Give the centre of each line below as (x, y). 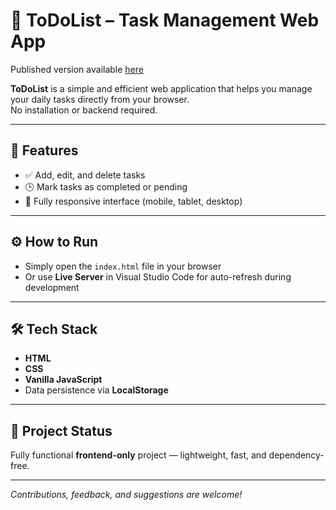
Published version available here (77, 69)
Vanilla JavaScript (63, 380)
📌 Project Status (61, 430)
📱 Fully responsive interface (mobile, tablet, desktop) (133, 201)
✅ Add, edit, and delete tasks (85, 175)
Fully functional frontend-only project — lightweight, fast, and (138, 455)
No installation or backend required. (84, 110)
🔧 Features (44, 150)
